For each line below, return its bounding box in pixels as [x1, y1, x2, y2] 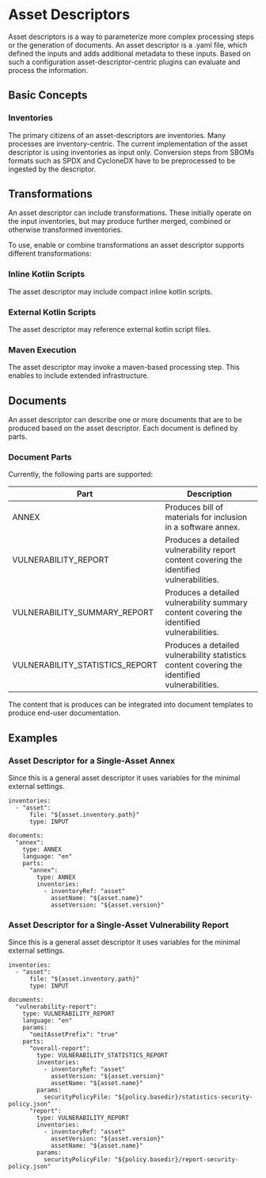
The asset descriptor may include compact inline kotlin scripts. [8, 287, 213, 296]
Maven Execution [8, 344, 77, 355]
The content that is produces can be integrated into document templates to [8, 700, 253, 710]
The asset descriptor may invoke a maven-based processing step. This [8, 363, 240, 372]
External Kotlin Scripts [8, 306, 97, 318]
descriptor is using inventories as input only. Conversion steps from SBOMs [8, 147, 255, 156]
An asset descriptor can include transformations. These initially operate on [8, 208, 252, 218]
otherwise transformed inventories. [8, 225, 123, 235]
